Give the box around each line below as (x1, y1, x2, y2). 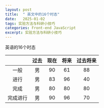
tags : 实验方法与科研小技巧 (5, 21, 55, 26)
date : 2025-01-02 (5, 16, 45, 21)
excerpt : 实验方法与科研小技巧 (5, 30, 62, 35)
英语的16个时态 (5, 44, 36, 50)
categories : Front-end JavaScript (5, 26, 76, 31)
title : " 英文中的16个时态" (5, 12, 60, 17)
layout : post (5, 7, 32, 12)
